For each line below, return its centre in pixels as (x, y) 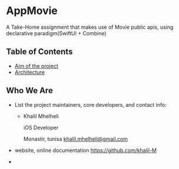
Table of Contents (40, 52)
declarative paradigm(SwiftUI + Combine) (56, 33)
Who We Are (30, 91)
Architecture (30, 72)
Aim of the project (36, 66)
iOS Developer (41, 127)
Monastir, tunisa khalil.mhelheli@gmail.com (75, 138)
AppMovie (32, 11)
